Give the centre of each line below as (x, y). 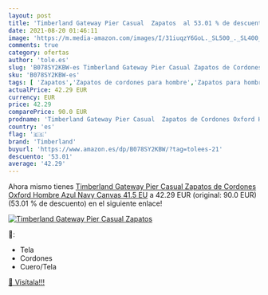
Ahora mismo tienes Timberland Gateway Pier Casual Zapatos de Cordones (132, 187)
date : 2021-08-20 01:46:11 (53, 30)
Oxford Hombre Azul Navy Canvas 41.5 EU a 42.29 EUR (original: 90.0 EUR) (132, 195)
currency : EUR (32, 97)
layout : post (30, 16)
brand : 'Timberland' (43, 142)
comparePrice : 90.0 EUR (48, 112)
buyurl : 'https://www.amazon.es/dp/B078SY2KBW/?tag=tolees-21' (116, 149)
